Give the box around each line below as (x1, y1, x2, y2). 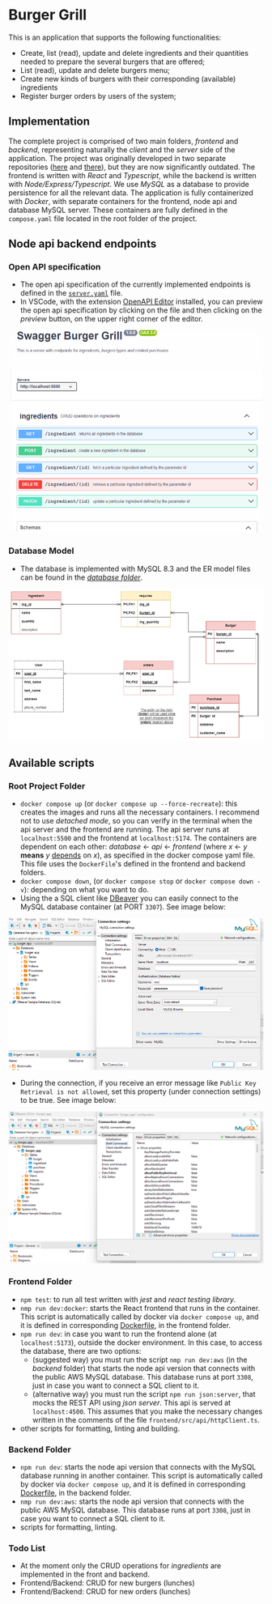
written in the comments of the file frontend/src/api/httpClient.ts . (32, 1415, 261, 1424)
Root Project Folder (8, 781, 86, 792)
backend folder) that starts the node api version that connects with (32, 1363, 256, 1373)
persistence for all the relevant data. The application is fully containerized (8, 188, 253, 198)
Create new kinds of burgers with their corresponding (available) (19, 74, 236, 83)
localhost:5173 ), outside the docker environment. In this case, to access (19, 1338, 263, 1347)
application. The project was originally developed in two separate (8, 153, 227, 163)
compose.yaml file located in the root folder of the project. (8, 213, 198, 223)
